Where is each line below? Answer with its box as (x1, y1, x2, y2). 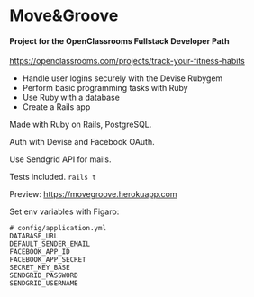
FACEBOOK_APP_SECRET (9, 256, 87, 265)
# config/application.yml (9, 224, 106, 233)
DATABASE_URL (9, 231, 59, 241)
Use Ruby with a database (22, 92, 120, 103)
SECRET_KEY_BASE (9, 263, 70, 273)
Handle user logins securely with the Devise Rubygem (22, 73, 223, 84)
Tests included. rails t (9, 172, 96, 183)
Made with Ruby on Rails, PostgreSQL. (9, 119, 152, 130)
